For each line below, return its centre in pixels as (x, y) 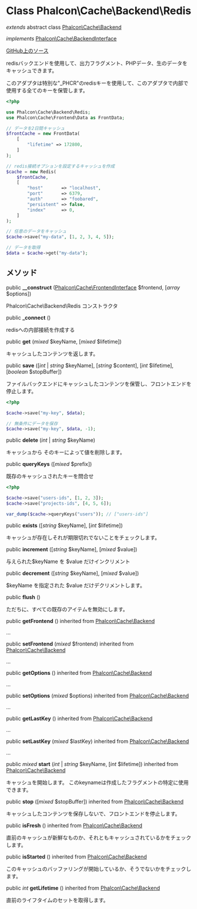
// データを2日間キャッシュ (36, 128)
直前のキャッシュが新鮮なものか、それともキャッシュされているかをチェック (99, 837)
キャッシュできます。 (32, 70)
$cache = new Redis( (31, 172)
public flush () (23, 597)
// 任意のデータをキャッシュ (36, 232)
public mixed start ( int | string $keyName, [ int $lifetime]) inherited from (92, 764)
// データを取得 (23, 248)
